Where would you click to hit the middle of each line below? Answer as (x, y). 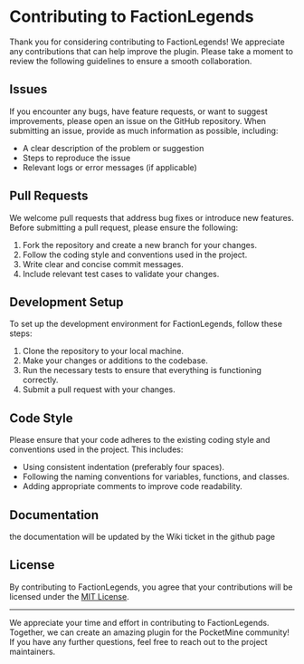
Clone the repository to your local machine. (103, 351)
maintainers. (33, 651)
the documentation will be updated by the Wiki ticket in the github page (142, 537)
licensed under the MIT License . (69, 596)
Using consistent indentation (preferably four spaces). (123, 467)
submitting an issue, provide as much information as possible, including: (144, 130)
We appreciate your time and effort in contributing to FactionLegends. (139, 622)
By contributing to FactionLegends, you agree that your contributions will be (151, 587)
